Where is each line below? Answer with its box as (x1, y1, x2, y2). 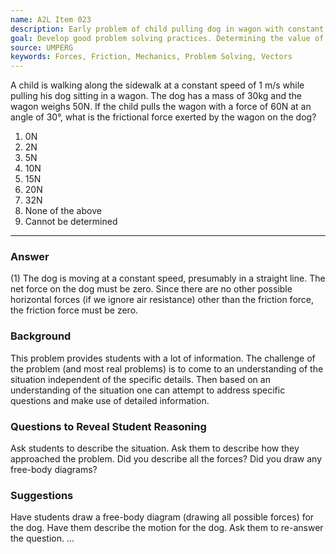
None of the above (24, 205, 102, 217)
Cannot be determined (24, 216, 118, 228)
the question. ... (10, 532, 75, 545)
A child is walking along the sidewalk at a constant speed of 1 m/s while (10, 79, 305, 91)
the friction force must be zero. (10, 304, 139, 316)
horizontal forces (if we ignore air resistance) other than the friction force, (10, 294, 315, 306)
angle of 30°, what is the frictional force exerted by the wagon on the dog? (10, 111, 317, 123)
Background (10, 329, 72, 343)
